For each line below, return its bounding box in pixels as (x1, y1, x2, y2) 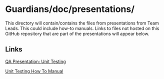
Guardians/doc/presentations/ (5, 3, 135, 15)
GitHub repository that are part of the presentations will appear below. (5, 30, 149, 36)
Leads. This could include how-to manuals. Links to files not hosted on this (5, 25, 159, 31)
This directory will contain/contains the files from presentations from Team (5, 20, 159, 26)
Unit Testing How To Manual (5, 68, 63, 74)
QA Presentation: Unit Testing (5, 58, 66, 64)
